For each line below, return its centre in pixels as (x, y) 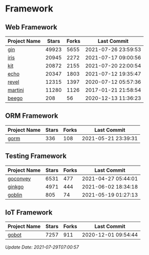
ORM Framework (32, 116)
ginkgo (16, 187)
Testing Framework (36, 156)
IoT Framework (29, 213)
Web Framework (31, 27)
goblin (15, 195)
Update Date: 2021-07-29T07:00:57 (42, 247)
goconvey (19, 179)
